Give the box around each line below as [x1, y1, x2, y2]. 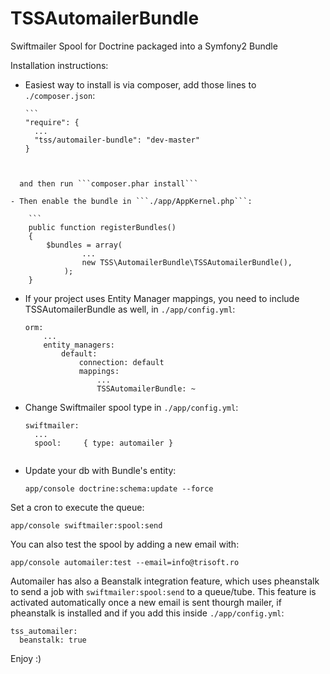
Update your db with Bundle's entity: [24, 464, 177, 476]
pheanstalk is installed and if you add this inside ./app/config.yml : [10, 607, 285, 619]
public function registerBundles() [28, 222, 177, 232]
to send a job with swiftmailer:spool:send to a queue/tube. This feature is [10, 585, 317, 597]
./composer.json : [24, 89, 96, 101]
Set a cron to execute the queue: [10, 501, 145, 513]
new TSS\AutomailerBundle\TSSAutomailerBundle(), [81, 257, 293, 267]
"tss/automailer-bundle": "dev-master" [34, 135, 200, 145]
